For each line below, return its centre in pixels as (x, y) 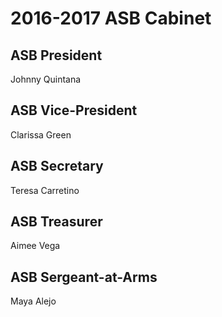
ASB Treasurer (56, 222)
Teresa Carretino (45, 190)
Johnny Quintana (46, 79)
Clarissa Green (41, 134)
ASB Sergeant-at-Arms (84, 277)
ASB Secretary (57, 166)
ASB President (56, 55)
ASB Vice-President (74, 110)
